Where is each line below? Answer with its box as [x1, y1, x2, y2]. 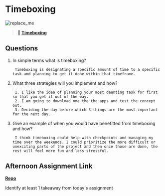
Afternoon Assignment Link [5, 162, 93, 171]
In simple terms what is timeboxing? [12, 57, 86, 63]
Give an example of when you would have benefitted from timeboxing [12, 120, 156, 126]
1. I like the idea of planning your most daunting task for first [14, 90, 158, 95]
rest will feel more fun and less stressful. [12, 148, 109, 153]
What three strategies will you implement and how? [12, 80, 118, 86]
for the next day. [12, 111, 51, 117]
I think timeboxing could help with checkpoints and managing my [14, 135, 154, 140]
